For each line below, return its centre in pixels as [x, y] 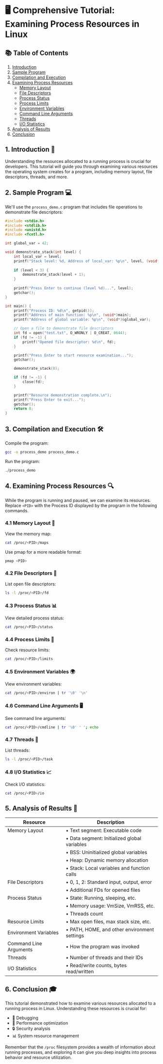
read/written [80, 971]
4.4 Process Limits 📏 [30, 639]
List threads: [17, 750]
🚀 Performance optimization [40, 1023]
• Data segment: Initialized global [104, 838]
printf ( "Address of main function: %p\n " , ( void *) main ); [73, 315]
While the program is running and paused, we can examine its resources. [78, 500]
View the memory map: [28, 534]
